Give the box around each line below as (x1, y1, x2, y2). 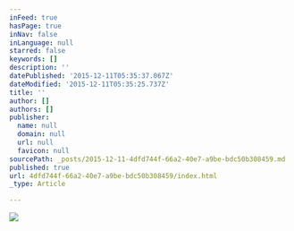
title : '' (9, 88, 46, 97)
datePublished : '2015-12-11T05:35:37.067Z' (9, 72, 174, 81)
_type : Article (9, 180, 66, 189)
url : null (17, 138, 54, 147)
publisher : (9, 113, 50, 122)
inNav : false (9, 30, 58, 38)
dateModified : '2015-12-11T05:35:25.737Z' (9, 80, 170, 89)
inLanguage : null (9, 38, 74, 47)
